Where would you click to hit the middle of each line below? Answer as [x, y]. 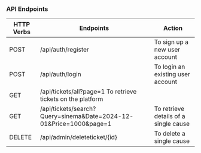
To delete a [170, 134]
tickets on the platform [71, 99]
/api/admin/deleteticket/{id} [79, 137]
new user [167, 50]
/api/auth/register [65, 50]
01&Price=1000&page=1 [76, 124]
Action [173, 28]
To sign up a [171, 42]
